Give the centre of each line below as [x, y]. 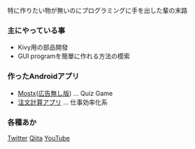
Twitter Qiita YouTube [39, 138]
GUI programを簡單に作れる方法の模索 [74, 56]
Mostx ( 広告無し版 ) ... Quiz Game [65, 93]
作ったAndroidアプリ [43, 77]
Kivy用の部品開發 [43, 48]
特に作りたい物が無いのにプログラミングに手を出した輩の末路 [97, 10]
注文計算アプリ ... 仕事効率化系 [62, 102]
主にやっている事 [37, 31]
